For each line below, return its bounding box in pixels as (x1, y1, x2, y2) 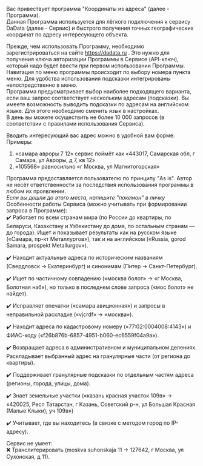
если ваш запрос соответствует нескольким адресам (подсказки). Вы (6, 94, 189, 101)
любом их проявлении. (6, 187, 67, 195)
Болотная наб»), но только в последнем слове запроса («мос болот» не (6, 283, 194, 291)
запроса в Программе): (6, 207, 68, 214)
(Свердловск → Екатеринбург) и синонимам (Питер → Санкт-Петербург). (6, 263, 198, 269)
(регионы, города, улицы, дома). (6, 380, 91, 387)
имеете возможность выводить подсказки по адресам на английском (6, 101, 189, 108)
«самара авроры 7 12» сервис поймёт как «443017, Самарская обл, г (15, 150, 195, 157)
